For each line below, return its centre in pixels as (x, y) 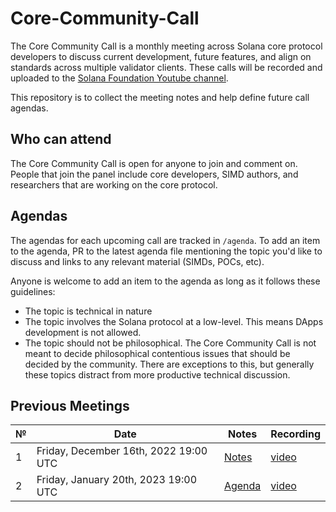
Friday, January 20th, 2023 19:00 (117, 480)
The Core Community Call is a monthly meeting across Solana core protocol (166, 46)
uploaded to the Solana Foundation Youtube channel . (119, 78)
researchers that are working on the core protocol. (114, 184)
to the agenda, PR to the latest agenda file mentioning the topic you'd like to (166, 251)
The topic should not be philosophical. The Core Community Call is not (170, 343)
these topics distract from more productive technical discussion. (157, 374)
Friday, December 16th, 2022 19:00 (122, 451)
